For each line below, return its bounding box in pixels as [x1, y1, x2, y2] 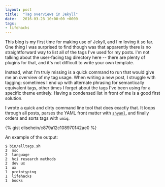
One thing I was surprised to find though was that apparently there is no [5, 44, 151, 50]
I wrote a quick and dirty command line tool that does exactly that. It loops [5, 105, 156, 111]
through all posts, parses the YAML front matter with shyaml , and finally [5, 110, 149, 116]
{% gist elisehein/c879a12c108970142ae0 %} [5, 125, 97, 131]
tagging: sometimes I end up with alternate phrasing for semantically [5, 80, 144, 86]
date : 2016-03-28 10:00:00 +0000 [5, 16, 78, 21]
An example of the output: [5, 134, 58, 140]
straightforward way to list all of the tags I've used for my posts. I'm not [5, 50, 150, 55]
